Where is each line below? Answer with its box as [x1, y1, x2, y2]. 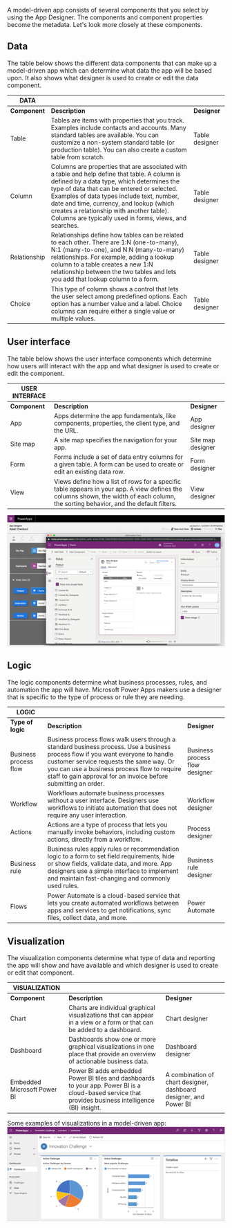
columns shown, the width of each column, [54, 491, 176, 500]
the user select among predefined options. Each [50, 292, 188, 300]
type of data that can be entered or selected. [50, 185, 178, 193]
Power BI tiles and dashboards [68, 1074, 155, 1083]
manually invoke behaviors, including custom [47, 828, 175, 836]
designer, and [165, 1092, 205, 1101]
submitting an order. [47, 779, 105, 788]
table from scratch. [50, 152, 105, 161]
